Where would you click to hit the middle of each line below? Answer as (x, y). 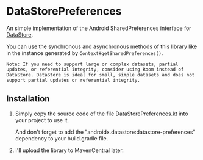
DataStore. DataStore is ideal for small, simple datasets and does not (101, 75)
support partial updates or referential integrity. (73, 80)
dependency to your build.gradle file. (62, 138)
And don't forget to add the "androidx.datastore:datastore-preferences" (105, 132)
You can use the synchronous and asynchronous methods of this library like (102, 46)
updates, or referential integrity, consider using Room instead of (95, 69)
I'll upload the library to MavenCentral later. (69, 150)
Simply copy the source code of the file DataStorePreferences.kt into (101, 114)
